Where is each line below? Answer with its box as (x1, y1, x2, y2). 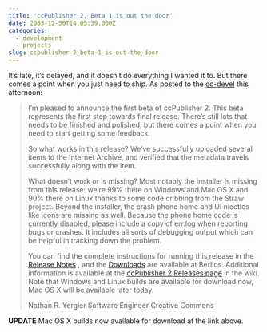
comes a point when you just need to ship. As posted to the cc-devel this (8, 79, 249, 89)
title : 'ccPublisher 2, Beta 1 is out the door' (8, 11, 173, 20)
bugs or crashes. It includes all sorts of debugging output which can (27, 227, 253, 236)
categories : (8, 26, 48, 34)
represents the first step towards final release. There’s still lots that (27, 112, 248, 121)
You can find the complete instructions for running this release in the (27, 251, 254, 260)
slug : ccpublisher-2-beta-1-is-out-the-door (8, 49, 159, 57)
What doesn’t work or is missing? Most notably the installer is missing (27, 176, 257, 186)
